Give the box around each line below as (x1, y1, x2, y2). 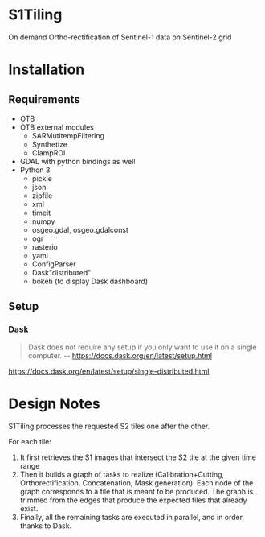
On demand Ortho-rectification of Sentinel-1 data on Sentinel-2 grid (8, 32, 232, 42)
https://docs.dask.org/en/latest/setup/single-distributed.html (8, 366, 210, 376)
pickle (31, 173, 52, 183)
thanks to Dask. (19, 521, 72, 531)
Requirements (8, 93, 80, 106)
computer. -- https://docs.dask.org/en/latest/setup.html (27, 350, 213, 360)
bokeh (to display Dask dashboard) (31, 276, 149, 286)
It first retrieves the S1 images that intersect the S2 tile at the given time (19, 452, 257, 462)
